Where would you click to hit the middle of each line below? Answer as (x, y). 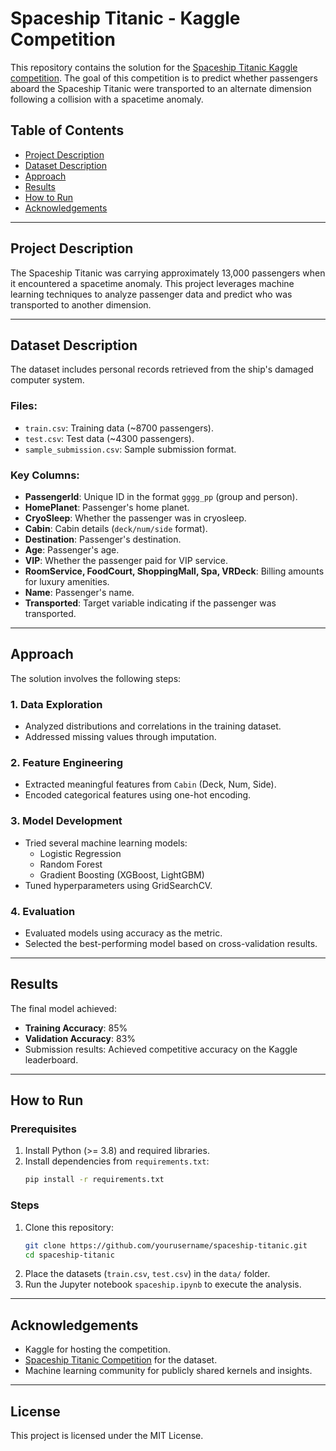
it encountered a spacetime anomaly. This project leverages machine (152, 283)
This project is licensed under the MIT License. (107, 1436)
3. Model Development (66, 821)
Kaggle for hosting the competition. (97, 1349)
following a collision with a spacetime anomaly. (107, 99)
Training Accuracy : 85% (76, 1028)
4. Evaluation (43, 911)
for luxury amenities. (67, 581)
